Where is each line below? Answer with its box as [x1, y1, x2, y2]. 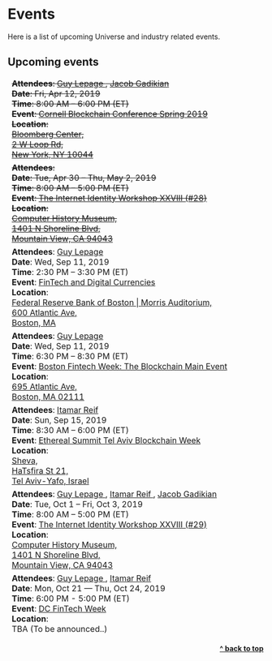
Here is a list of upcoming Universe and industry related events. [7, 32, 221, 41]
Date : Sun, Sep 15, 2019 [11, 414, 107, 426]
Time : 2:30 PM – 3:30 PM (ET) [11, 266, 129, 277]
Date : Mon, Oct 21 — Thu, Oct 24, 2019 [11, 582, 166, 594]
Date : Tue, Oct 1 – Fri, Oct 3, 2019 [11, 498, 144, 509]
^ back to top [219, 643, 264, 653]
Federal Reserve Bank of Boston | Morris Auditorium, [11, 297, 213, 308]
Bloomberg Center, [11, 128, 84, 139]
